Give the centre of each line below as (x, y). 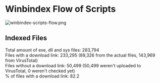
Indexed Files (26, 38)
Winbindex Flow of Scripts (60, 9)
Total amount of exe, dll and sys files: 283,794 (52, 50)
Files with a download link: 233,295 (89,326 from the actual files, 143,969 (80, 55)
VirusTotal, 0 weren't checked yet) (40, 71)
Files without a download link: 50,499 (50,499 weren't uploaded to (73, 65)
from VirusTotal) (22, 60)
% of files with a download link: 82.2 (42, 76)
